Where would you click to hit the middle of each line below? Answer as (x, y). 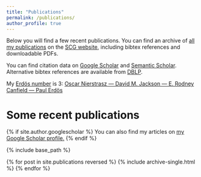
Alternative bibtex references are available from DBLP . (75, 72)
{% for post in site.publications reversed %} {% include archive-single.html (101, 162)
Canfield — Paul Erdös (35, 90)
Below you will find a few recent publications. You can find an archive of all (100, 41)
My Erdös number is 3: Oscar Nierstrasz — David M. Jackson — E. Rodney (100, 84)
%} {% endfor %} (28, 168)
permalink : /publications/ (41, 18)
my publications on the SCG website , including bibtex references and (93, 47)
